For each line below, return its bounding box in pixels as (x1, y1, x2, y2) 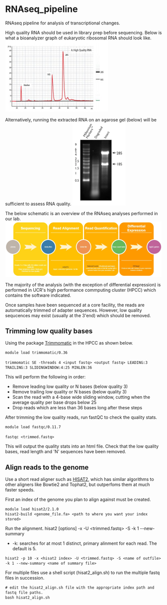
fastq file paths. (5, 590, 43, 596)
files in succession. (5, 575, 45, 581)
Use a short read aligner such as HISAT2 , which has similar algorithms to (5, 477, 154, 483)
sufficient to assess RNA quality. (5, 201, 72, 207)
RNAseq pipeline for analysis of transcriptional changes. (5, 20, 120, 26)
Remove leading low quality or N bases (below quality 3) (12, 383, 128, 389)
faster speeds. (5, 487, 35, 493)
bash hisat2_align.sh (5, 595, 50, 601)
